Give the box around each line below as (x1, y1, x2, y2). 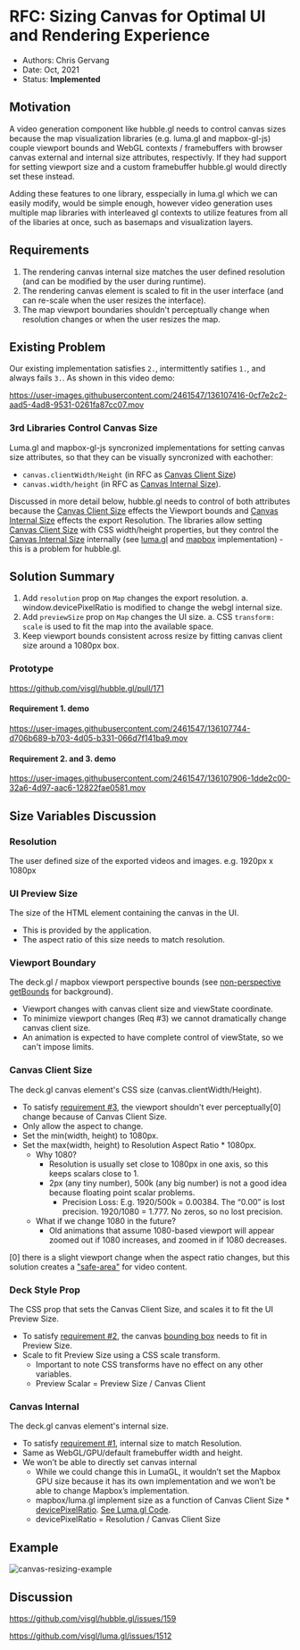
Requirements (9, 243, 89, 258)
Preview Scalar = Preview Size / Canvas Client (35, 1378, 206, 1389)
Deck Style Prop (9, 1284, 80, 1296)
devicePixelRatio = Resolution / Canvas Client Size (35, 1514, 221, 1525)
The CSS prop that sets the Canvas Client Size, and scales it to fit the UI (9, 1304, 274, 1315)
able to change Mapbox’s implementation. (35, 1486, 190, 1496)
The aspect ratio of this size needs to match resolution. (21, 934, 226, 945)
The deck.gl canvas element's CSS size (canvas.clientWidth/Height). (9, 1084, 262, 1095)
